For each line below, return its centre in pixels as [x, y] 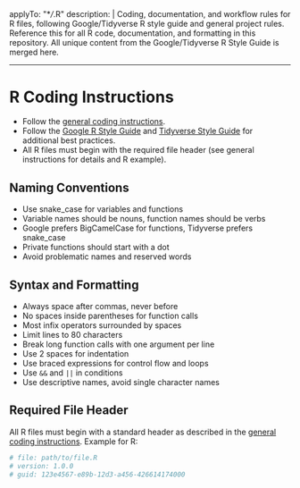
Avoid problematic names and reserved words [107, 257]
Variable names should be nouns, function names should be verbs [144, 219]
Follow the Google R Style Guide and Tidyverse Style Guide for [137, 131]
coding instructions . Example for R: [74, 441]
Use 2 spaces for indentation [75, 353]
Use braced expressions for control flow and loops [115, 363]
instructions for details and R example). [94, 160]
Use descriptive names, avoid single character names [121, 382]
